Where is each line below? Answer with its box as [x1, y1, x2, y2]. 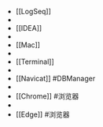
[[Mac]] [15, 40, 41, 50]
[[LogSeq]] [15, 7, 51, 16]
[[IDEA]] [15, 24, 42, 32]
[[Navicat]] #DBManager [15, 74, 96, 83]
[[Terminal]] [15, 57, 54, 66]
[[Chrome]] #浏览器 [15, 92, 79, 101]
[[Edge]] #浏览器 [15, 110, 70, 119]
